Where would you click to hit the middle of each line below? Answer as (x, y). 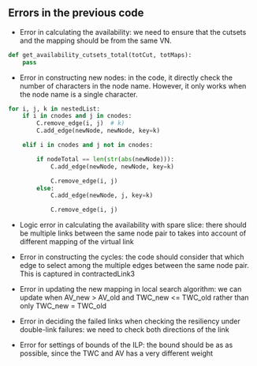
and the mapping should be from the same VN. (95, 40)
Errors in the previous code (76, 13)
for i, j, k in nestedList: (54, 109)
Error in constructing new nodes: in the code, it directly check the (126, 77)
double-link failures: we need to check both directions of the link (125, 330)
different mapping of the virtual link (76, 242)
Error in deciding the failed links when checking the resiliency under (130, 321)
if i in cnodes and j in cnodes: (77, 116)
